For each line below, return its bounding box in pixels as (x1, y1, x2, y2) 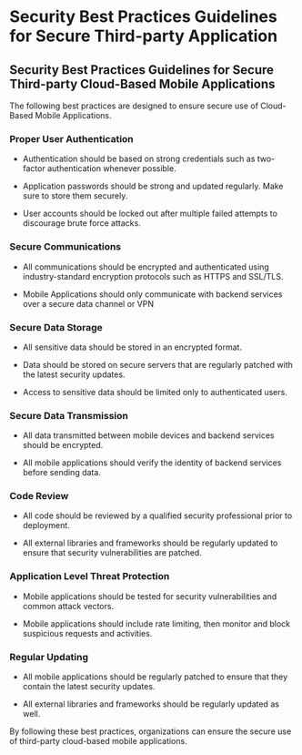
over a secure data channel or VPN (22, 298, 155, 309)
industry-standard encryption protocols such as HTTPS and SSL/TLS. (22, 270, 284, 281)
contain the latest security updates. (22, 681, 156, 692)
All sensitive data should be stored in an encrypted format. (22, 342, 243, 352)
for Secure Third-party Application (9, 26, 278, 46)
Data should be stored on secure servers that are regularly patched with (22, 359, 293, 370)
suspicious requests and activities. (22, 627, 153, 638)
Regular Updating (9, 650, 89, 663)
